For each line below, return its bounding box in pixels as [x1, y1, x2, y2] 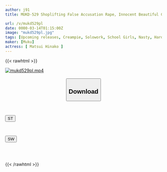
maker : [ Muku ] [5, 39, 35, 45]
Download [69, 88, 98, 95]
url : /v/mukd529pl [5, 21, 43, 26]
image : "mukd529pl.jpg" [5, 30, 55, 35]
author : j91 [5, 7, 30, 12]
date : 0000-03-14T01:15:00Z [5, 25, 64, 30]
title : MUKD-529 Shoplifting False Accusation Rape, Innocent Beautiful [5, 12, 159, 17]
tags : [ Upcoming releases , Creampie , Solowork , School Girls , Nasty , [5, 35, 153, 40]
